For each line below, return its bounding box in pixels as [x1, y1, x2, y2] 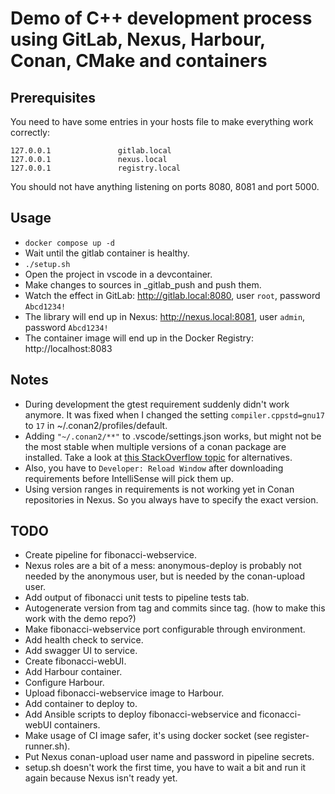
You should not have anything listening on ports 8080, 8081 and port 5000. [10, 181, 320, 192]
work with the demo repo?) [24, 613, 137, 625]
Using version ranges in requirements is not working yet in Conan [24, 483, 295, 495]
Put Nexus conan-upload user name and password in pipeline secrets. [24, 751, 315, 763]
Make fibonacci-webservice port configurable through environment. [24, 623, 306, 636]
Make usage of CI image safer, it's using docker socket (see [24, 730, 272, 742]
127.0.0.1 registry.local [10, 163, 182, 173]
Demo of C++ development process [10, 7, 313, 30]
